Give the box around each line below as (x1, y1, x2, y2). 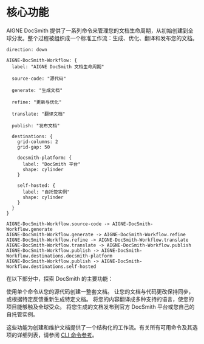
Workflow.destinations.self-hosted (6, 263, 97, 270)
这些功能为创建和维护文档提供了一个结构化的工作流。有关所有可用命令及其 (6, 323, 192, 331)
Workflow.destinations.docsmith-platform (6, 253, 113, 259)
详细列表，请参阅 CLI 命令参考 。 (16, 331, 98, 339)
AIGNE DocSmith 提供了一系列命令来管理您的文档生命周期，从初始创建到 (6, 27, 188, 34)
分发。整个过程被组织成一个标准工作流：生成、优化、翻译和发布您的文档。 (11, 34, 198, 41)
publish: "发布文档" (12, 122, 60, 128)
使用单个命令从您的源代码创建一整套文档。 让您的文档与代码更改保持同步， (6, 287, 194, 295)
